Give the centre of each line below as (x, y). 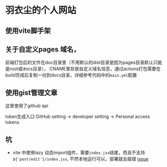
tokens (12, 122)
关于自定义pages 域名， (43, 49)
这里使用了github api (27, 106)
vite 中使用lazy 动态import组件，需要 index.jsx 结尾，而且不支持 (79, 153)
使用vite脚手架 (28, 31)
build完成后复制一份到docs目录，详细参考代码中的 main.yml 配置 (71, 75)
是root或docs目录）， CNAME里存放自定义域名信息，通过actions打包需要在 (83, 69)
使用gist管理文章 (31, 92)
